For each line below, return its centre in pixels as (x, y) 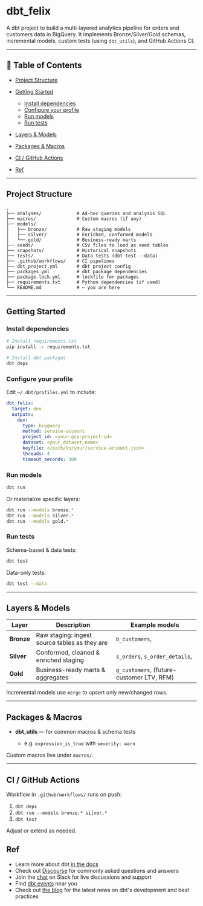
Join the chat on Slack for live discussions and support (83, 877)
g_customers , (134, 670)
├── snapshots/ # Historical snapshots (71, 250)
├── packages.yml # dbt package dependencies (77, 271)
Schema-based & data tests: (42, 550)
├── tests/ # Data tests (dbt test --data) (82, 256)
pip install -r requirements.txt (48, 347)
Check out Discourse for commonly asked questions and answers (97, 870)
